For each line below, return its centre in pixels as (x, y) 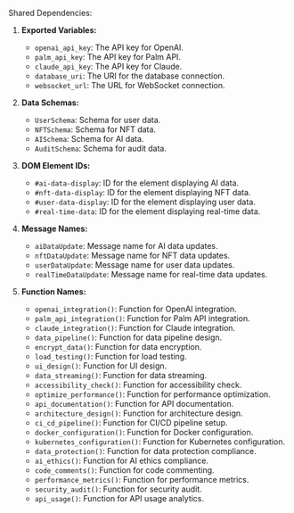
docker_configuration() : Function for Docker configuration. (144, 432)
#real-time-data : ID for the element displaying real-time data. (147, 211)
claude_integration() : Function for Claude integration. (135, 328)
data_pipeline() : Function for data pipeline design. (128, 337)
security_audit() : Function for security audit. (118, 489)
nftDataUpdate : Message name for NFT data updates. (132, 255)
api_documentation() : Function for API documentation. (134, 404)
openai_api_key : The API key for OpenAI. (109, 47)
